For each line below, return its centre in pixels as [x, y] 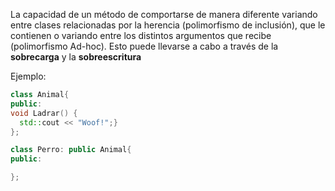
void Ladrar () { [44, 113]
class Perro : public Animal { [71, 150]
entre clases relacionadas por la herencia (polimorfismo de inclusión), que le [168, 25]
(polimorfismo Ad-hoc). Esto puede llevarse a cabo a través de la [144, 46]
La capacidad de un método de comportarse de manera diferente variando [164, 14]
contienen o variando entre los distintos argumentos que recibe [141, 35]
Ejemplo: [28, 76]
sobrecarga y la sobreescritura [76, 57]
